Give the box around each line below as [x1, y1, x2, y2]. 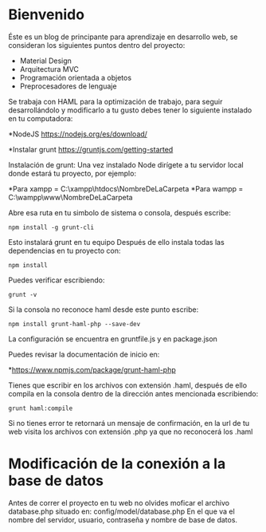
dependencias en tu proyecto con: [8, 246, 121, 255]
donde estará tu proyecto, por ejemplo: [8, 168, 137, 178]
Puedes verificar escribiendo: [8, 275, 105, 285]
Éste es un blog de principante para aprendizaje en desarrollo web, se [8, 32, 238, 41]
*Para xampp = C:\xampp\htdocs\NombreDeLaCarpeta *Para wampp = [8, 183, 244, 193]
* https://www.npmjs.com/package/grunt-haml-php [8, 365, 177, 374]
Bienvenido [8, 6, 85, 24]
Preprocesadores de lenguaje [19, 81, 117, 91]
